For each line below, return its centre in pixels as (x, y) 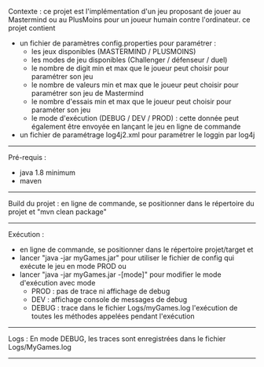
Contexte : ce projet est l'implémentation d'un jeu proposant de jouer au (125, 11)
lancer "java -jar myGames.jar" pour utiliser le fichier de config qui (126, 258)
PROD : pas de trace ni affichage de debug (101, 291)
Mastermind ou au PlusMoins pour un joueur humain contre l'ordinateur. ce (129, 20)
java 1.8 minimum (48, 173)
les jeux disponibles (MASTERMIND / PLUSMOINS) (114, 51)
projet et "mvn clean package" (58, 212)
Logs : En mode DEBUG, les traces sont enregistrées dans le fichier (117, 339)
